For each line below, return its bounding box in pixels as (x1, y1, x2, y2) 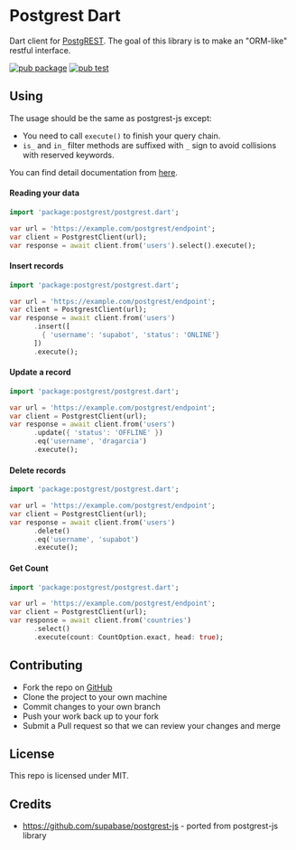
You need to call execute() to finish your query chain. (22, 130, 221, 141)
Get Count (9, 562, 49, 573)
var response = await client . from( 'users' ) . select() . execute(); (9, 241, 256, 250)
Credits (9, 797, 52, 812)
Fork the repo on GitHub (22, 682, 113, 693)
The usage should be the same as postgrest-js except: (9, 112, 212, 123)
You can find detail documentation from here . (9, 166, 179, 177)
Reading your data (9, 187, 79, 199)
